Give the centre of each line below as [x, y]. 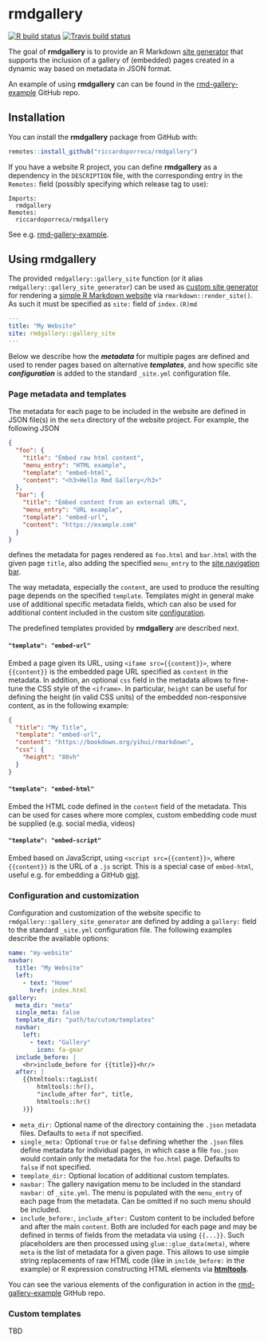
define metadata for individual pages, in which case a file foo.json [129, 1150]
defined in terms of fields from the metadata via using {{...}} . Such [132, 1235]
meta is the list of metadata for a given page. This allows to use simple [134, 1252]
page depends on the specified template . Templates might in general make [131, 595]
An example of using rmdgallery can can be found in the [102, 84]
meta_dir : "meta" [44, 1005]
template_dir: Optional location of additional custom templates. [124, 1175]
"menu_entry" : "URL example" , [73, 510]
